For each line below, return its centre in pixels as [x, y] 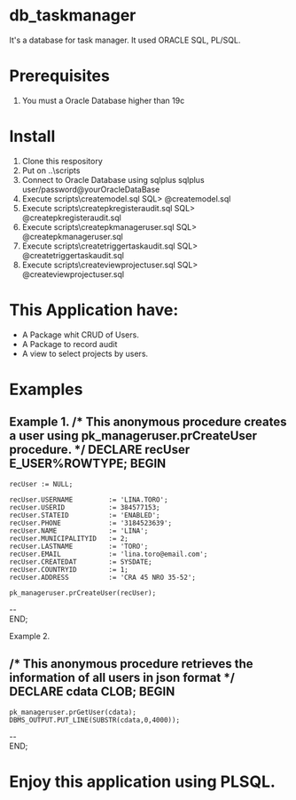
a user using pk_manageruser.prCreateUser [133, 436]
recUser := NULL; [41, 484]
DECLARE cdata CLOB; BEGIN [92, 692]
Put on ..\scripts [51, 170]
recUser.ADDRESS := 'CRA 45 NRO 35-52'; [103, 577]
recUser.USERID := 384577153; [85, 507]
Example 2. [30, 636]
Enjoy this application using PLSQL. [143, 781]
